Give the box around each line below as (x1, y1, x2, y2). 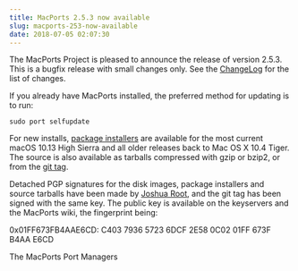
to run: (9, 100, 34, 111)
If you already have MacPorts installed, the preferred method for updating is (9, 90, 289, 101)
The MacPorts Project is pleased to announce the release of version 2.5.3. (9, 55, 283, 65)
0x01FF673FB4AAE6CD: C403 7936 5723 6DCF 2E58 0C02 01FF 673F (9, 224, 271, 235)
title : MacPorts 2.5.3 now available (9, 13, 150, 22)
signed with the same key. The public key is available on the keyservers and (9, 198, 289, 208)
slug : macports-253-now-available (9, 21, 139, 30)
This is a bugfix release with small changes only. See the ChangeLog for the (9, 64, 289, 74)
